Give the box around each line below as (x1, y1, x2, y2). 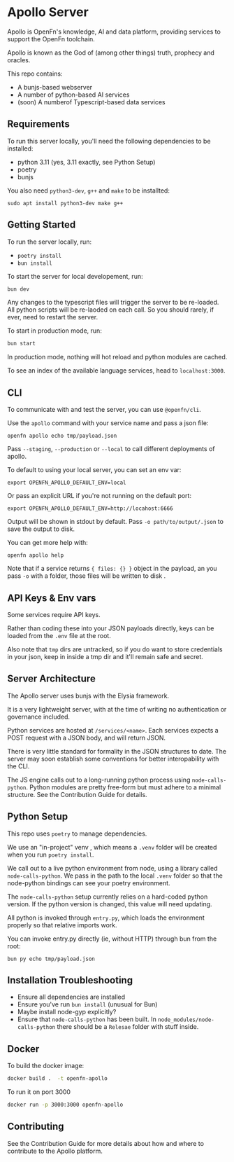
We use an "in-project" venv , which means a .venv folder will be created (7, 843, 217, 851)
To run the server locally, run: (7, 237, 92, 246)
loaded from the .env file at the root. (7, 631, 112, 639)
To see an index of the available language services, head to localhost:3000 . (7, 366, 226, 375)
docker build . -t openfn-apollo (7, 1075, 108, 1082)
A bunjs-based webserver (17, 83, 93, 91)
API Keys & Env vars (7, 592, 96, 604)
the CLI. (7, 761, 30, 770)
